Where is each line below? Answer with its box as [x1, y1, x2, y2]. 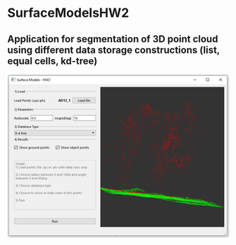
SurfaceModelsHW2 [7, 5, 130, 21]
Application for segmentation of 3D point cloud [7, 33, 218, 45]
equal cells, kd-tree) [7, 55, 98, 67]
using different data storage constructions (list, [7, 44, 220, 56]
